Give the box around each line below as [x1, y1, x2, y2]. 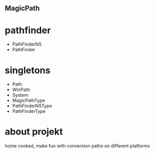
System [12, 92, 29, 98]
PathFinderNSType [12, 103, 52, 109]
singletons [5, 65, 50, 76]
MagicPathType [12, 98, 45, 104]
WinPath [12, 86, 30, 93]
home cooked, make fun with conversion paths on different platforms [5, 143, 150, 149]
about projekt [5, 126, 63, 138]
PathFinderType [12, 108, 46, 114]
